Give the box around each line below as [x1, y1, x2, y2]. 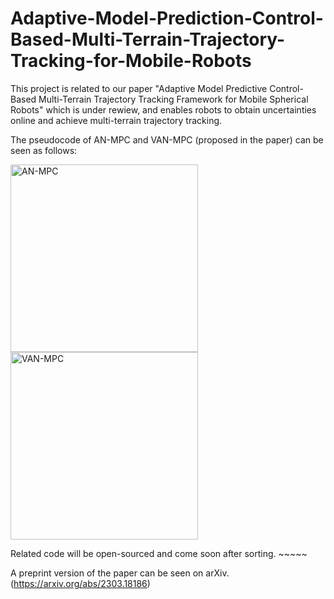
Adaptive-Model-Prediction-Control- [10, 7, 324, 30]
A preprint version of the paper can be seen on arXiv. [10, 567, 230, 579]
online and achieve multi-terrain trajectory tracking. [10, 114, 223, 126]
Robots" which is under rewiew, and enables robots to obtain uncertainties [10, 103, 317, 116]
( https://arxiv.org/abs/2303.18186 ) [10, 577, 151, 589]
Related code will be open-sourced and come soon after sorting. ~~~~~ [10, 547, 308, 559]
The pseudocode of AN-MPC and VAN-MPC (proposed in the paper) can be [10, 133, 324, 146]
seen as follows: [10, 144, 78, 156]
